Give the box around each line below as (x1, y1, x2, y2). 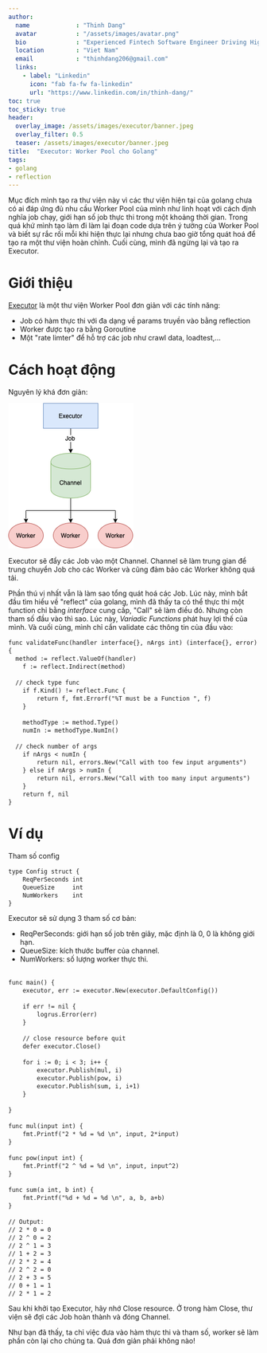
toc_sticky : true (8, 105, 66, 113)
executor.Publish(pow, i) (37, 1075, 123, 1083)
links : (15, 64, 37, 72)
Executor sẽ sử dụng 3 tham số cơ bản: (8, 914, 137, 923)
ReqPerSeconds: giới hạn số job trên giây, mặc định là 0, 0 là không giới (19, 929, 255, 938)
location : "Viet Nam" (15, 46, 119, 55)
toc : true (8, 96, 41, 105)
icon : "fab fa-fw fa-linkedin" (29, 80, 133, 88)
